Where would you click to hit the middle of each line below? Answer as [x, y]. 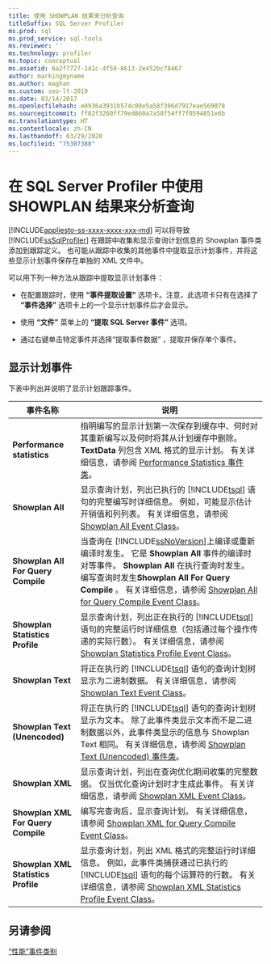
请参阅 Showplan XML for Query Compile [158, 823]
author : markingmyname [46, 76]
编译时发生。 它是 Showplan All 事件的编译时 [166, 553]
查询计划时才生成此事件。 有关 [189, 784]
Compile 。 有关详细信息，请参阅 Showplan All [169, 590]
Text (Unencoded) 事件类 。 [132, 757]
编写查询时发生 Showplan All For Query [155, 577]
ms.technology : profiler [50, 53]
